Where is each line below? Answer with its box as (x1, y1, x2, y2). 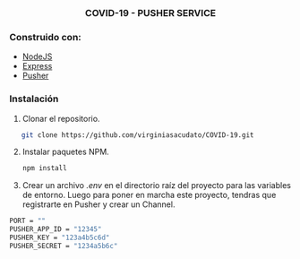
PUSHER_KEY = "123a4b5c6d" (9, 233, 110, 243)
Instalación (9, 92, 59, 105)
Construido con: (9, 30, 82, 43)
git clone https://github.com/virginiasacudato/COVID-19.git (21, 130, 254, 140)
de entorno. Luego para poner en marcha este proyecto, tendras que (21, 190, 277, 201)
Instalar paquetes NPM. (21, 146, 109, 158)
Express (21, 61, 53, 72)
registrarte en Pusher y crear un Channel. (21, 199, 176, 210)
